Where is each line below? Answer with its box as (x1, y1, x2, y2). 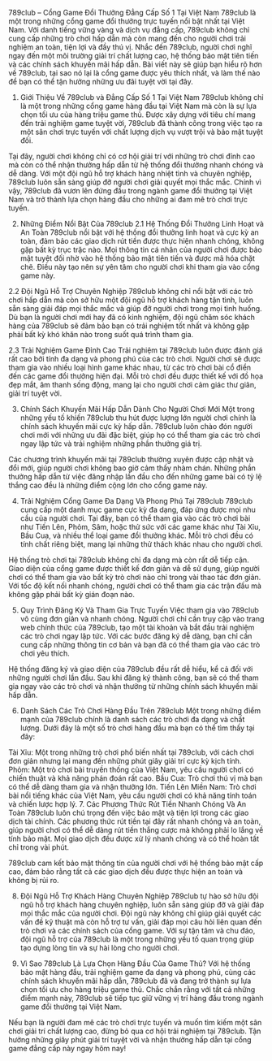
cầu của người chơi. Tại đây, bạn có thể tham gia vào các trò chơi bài (19, 513, 251, 523)
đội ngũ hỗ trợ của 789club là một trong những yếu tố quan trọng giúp (19, 934, 254, 944)
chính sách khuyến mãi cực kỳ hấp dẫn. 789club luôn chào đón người (19, 422, 253, 431)
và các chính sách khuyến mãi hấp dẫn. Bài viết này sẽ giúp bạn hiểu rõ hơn (8, 59, 262, 69)
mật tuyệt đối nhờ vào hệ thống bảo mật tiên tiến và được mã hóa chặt (19, 253, 256, 263)
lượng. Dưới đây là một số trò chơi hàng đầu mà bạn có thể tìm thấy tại (19, 723, 255, 733)
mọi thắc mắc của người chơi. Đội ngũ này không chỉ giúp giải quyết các (19, 908, 261, 918)
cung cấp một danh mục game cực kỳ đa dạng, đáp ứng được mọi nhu (19, 505, 256, 514)
